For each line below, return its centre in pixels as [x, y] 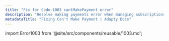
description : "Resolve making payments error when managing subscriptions [85, 14]
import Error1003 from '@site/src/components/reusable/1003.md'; [74, 33]
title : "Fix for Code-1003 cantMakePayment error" [59, 10]
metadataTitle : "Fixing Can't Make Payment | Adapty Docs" [68, 19]
